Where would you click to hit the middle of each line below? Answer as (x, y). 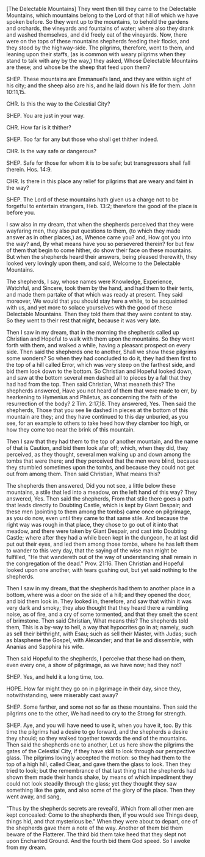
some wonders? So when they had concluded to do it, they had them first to (102, 358)
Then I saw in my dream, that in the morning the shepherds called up (93, 332)
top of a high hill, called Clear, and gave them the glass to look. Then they (99, 764)
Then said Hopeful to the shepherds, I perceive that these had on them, (96, 658)
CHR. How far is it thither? (39, 127)
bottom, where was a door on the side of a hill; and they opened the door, (99, 595)
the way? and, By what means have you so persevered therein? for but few (100, 244)
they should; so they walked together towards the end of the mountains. (97, 738)
